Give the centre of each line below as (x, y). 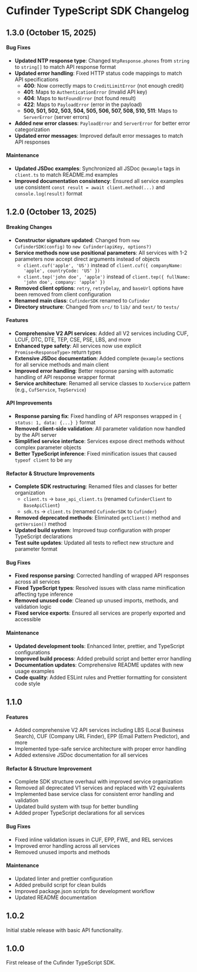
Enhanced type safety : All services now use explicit (78, 346)
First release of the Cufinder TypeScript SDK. (61, 963)
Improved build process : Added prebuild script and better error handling (103, 658)
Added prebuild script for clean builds (61, 885)
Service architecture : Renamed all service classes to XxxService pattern (102, 383)
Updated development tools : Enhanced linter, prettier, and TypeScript (99, 646)
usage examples (34, 671)
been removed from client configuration (63, 294)
